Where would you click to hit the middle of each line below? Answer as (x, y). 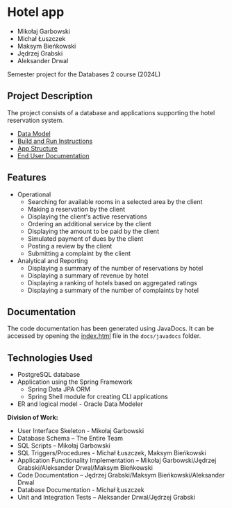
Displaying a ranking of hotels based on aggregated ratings (113, 282)
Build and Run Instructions (55, 141)
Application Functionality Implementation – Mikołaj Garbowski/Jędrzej (117, 460)
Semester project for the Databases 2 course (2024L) (84, 74)
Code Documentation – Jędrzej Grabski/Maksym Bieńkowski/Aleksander (121, 475)
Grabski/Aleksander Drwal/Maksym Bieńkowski (85, 468)
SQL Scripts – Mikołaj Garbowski (64, 446)
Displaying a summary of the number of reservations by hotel (115, 268)
